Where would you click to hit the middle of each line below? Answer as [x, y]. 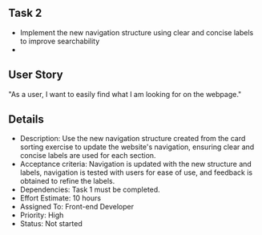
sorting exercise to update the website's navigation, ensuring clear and [137, 147]
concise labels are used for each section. [88, 156]
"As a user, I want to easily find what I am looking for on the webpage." [125, 94]
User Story [36, 75]
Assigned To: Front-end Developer [77, 207]
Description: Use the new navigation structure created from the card [133, 139]
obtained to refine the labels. [67, 181]
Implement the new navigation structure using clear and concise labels [137, 32]
